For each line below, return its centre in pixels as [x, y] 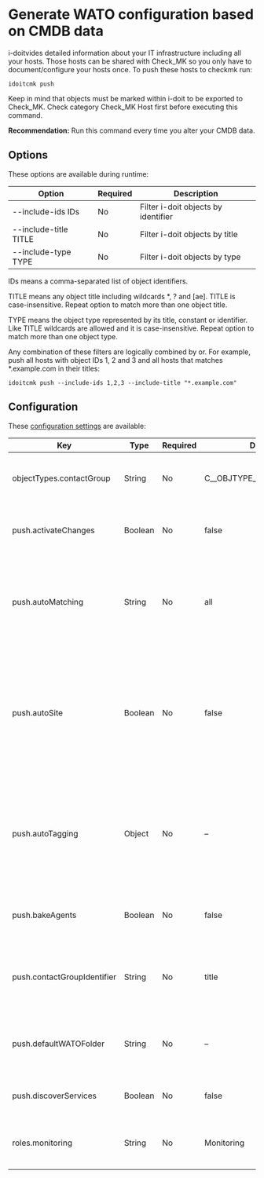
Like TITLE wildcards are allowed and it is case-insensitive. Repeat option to [131, 328]
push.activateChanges [54, 530]
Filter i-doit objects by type [191, 257]
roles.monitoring [42, 1143]
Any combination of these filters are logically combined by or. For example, [130, 352]
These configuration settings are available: [77, 426]
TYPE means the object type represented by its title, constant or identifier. [128, 320]
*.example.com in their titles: [54, 368]
